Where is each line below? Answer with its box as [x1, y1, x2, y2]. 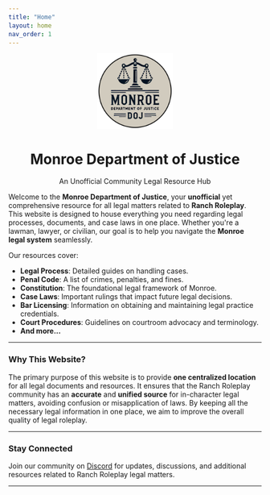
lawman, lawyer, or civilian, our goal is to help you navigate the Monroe [8, 227, 245, 236]
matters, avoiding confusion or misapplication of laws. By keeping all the [8, 397, 248, 407]
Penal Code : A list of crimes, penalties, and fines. [19, 275, 184, 285]
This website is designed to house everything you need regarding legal [8, 210, 243, 219]
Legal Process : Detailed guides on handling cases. [19, 266, 189, 276]
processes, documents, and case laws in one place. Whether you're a [8, 218, 239, 227]
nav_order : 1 [8, 30, 52, 38]
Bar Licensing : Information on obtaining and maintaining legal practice [19, 301, 254, 310]
